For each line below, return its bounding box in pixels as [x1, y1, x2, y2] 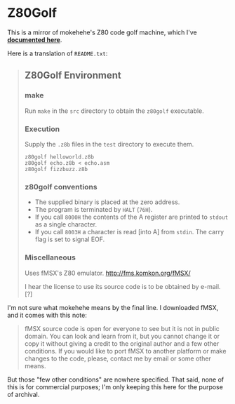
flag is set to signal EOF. [34, 235, 105, 243]
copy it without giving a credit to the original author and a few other [24, 339, 220, 348]
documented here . [7, 35, 62, 43]
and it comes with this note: [7, 311, 88, 319]
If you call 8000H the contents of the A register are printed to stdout [34, 213, 229, 222]
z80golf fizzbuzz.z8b [24, 166, 88, 173]
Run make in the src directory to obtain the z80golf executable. [24, 107, 205, 115]
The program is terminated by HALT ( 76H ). [34, 206, 153, 214]
